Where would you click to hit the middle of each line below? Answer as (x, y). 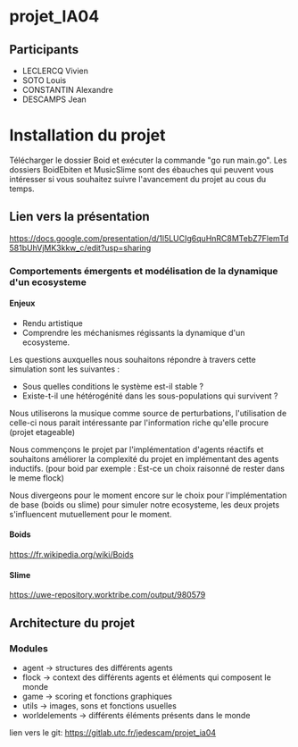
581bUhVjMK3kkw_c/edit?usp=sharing (80, 248)
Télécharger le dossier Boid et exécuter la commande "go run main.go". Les (148, 160)
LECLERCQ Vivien (55, 71)
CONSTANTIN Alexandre (67, 90)
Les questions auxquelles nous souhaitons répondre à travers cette (132, 359)
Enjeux (22, 303)
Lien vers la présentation (79, 217)
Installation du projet (87, 135)
